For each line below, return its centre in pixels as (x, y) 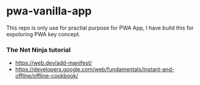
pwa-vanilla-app (49, 11)
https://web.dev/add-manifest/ (53, 63)
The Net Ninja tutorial (39, 49)
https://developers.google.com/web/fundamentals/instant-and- (95, 69)
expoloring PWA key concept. (43, 34)
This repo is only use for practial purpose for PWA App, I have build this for (100, 28)
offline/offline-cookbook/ (47, 76)
